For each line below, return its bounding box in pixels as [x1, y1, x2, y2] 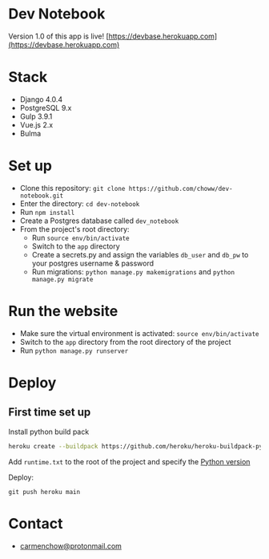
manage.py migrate [31, 275, 94, 283]
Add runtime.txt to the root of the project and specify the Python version [8, 456, 251, 466]
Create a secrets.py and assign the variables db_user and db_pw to [31, 249, 249, 259]
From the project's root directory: [19, 224, 130, 233]
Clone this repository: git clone [19, 183, 126, 192]
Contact [8, 514, 63, 533]
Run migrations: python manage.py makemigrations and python [31, 266, 235, 277]
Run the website [8, 302, 118, 320]
